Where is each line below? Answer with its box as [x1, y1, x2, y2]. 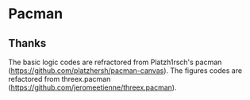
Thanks [8, 37, 47, 50]
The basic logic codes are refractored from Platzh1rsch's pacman [8, 57, 222, 67]
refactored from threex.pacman [8, 75, 111, 83]
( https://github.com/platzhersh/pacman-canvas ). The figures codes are [8, 66, 243, 75]
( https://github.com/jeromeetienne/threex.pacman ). [8, 83, 177, 92]
